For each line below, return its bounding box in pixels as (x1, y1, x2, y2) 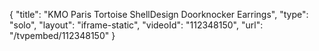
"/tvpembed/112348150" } (9, 30, 116, 41)
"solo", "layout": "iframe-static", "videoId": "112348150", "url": (9, 19, 264, 31)
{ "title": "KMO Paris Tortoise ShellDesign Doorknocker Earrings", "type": (9, 9, 309, 20)
